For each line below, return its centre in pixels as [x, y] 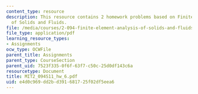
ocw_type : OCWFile [29, 50]
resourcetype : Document [35, 71]
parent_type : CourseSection [41, 60]
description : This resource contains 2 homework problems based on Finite [100, 17]
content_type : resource [35, 11]
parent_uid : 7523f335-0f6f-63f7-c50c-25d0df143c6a [70, 66]
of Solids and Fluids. [39, 22]
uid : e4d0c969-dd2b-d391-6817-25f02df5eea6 [60, 82]
